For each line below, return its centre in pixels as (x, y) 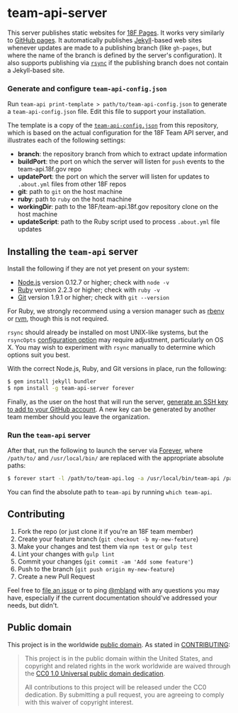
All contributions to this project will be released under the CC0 (115, 687)
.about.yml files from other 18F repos (72, 184)
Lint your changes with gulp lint (66, 554)
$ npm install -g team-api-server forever (71, 388)
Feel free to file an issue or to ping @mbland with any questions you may (113, 590)
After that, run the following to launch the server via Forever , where (105, 450)
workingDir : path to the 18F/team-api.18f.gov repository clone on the (118, 207)
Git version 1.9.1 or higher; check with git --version (93, 297)
